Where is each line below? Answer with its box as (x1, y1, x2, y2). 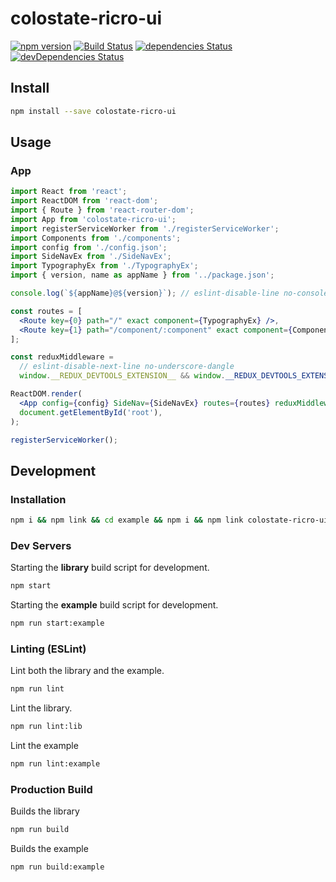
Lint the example (10, 740, 79, 752)
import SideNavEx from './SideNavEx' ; (10, 252, 172, 262)
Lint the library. (10, 702, 73, 714)
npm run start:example (10, 618, 105, 629)
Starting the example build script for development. (10, 599, 219, 611)
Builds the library (10, 805, 80, 817)
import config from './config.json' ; (10, 242, 168, 252)
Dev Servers (10, 538, 72, 552)
